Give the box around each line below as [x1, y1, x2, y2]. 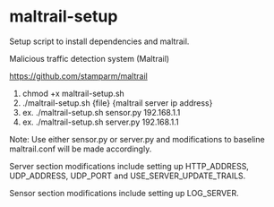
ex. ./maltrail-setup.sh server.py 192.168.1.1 [21, 116, 179, 127]
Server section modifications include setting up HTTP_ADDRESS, [9, 160, 249, 171]
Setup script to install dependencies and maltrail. [9, 36, 190, 47]
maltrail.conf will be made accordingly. [9, 143, 152, 154]
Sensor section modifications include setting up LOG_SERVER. [9, 187, 239, 198]
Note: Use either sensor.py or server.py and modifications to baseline [9, 134, 266, 144]
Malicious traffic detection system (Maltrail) [9, 53, 170, 64]
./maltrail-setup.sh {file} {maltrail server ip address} [21, 97, 213, 108]
